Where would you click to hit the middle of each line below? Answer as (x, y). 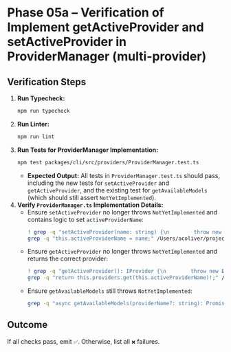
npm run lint (36, 136)
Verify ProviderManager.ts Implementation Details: (90, 205)
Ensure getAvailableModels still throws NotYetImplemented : (110, 291)
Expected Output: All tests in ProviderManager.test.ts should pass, (123, 175)
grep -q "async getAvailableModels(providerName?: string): (115, 304)
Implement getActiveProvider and (106, 27)
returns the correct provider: (68, 258)
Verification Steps (47, 81)
